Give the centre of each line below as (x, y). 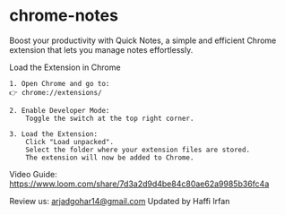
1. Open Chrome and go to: (60, 83)
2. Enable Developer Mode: (60, 110)
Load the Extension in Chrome (65, 67)
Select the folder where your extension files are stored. (138, 150)
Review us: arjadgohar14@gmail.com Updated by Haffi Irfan (120, 201)
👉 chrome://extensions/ (56, 92)
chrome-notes (64, 16)
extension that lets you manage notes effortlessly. (101, 49)
